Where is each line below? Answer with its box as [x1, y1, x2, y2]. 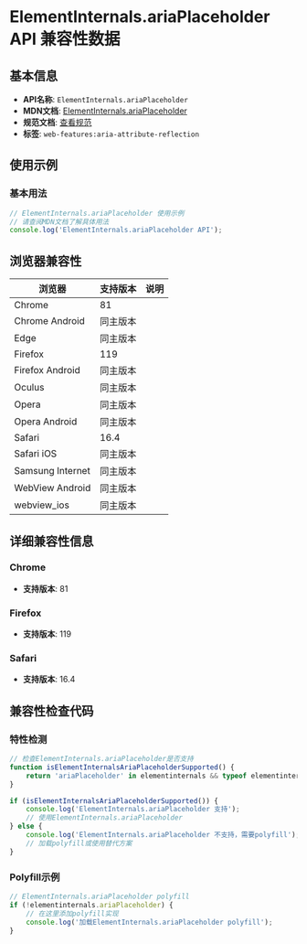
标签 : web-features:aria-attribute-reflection [22, 128, 199, 139]
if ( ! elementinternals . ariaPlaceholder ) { [9, 900, 174, 909]
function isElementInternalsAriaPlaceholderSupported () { [9, 762, 235, 772]
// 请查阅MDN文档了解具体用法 [9, 217, 110, 226]
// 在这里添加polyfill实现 [26, 908, 119, 918]
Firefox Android [14, 364, 80, 377]
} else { [9, 821, 43, 831]
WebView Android [14, 482, 91, 495]
